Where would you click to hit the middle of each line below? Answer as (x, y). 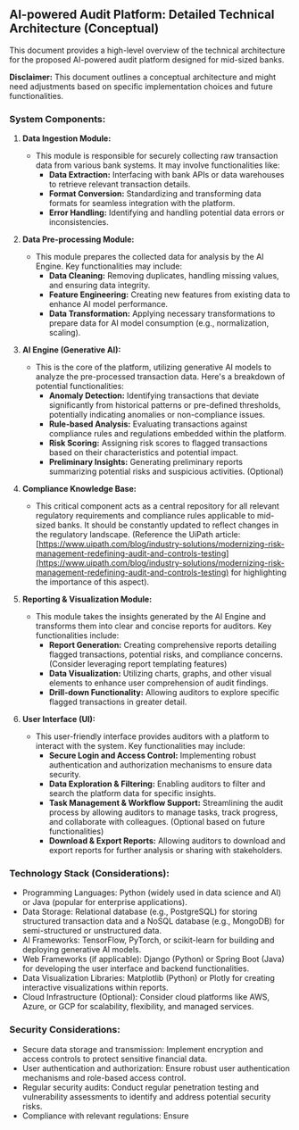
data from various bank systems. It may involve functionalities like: (158, 165)
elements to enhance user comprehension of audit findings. (159, 683)
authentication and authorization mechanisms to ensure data (160, 765)
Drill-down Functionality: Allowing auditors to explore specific (164, 693)
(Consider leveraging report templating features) (138, 664)
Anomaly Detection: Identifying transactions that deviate (154, 395)
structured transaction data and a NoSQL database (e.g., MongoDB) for (154, 921)
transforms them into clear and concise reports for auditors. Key (154, 626)
